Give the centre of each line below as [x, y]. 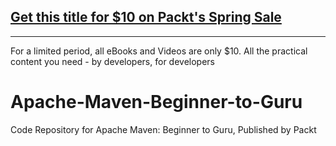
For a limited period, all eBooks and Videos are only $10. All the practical [159, 51]
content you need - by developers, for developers [112, 61]
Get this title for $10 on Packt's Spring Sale [146, 17]
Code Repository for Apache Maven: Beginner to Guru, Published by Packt [163, 129]
